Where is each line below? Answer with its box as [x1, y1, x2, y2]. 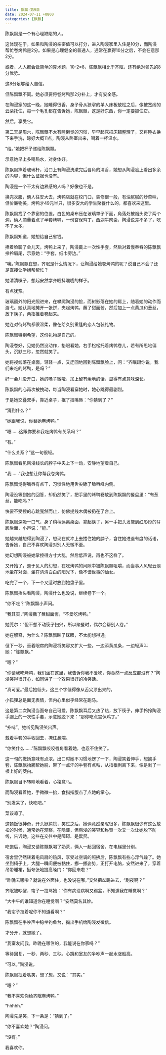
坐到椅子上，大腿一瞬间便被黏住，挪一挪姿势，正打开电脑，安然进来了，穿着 [5, 860, 161, 866]
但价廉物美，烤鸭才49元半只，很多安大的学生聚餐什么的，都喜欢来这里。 [5, 200, 154, 206]
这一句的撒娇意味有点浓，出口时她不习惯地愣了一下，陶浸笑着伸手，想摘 [5, 756, 152, 762]
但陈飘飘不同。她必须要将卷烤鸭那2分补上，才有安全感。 [5, 91, 121, 97]
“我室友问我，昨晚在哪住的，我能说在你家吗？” [5, 940, 100, 946]
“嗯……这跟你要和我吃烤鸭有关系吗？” [5, 429, 82, 435]
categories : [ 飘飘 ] [5, 16, 44, 21]
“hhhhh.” [5, 1003, 23, 1009]
